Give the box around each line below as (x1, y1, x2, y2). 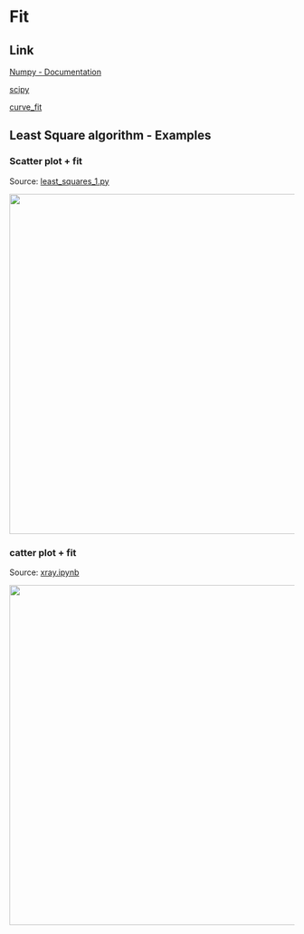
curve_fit (9, 102, 43, 112)
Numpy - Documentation (9, 66, 102, 77)
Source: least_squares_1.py (9, 175, 110, 187)
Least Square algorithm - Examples (9, 128, 212, 143)
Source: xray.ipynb (9, 567, 80, 578)
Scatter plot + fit (9, 155, 83, 168)
